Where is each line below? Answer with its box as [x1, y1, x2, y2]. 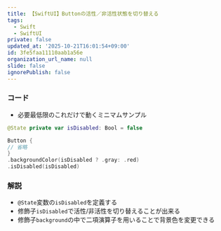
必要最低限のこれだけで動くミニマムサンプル [17, 110, 147, 119]
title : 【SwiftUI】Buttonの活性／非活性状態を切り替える [7, 10, 159, 17]
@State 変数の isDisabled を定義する [17, 198, 118, 206]
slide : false [7, 62, 46, 69]
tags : [7, 17, 23, 24]
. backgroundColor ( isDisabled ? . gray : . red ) [7, 157, 140, 164]
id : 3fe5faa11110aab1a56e [7, 50, 83, 57]
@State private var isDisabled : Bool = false [7, 124, 142, 132]
